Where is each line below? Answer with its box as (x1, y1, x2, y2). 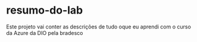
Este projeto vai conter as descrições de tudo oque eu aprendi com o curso (6, 23, 192, 30)
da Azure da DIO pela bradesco (6, 29, 83, 36)
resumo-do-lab (6, 4, 83, 17)
